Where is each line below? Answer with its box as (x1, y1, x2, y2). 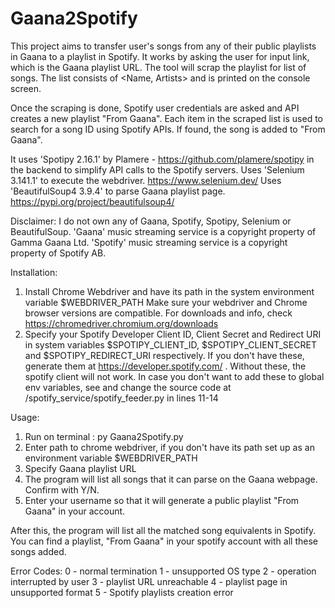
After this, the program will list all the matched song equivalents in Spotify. (10, 524, 317, 536)
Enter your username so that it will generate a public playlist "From (24, 494, 300, 506)
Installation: (10, 266, 58, 278)
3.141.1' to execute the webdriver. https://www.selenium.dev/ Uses (10, 174, 282, 186)
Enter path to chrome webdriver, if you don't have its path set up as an (24, 441, 315, 453)
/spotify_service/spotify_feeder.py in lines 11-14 (24, 392, 219, 404)
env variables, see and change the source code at (24, 381, 232, 393)
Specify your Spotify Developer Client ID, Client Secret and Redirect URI (24, 328, 322, 340)
